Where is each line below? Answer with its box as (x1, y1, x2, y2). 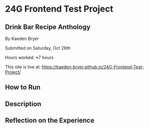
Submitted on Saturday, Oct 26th (5, 45, 71, 51)
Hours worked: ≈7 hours (5, 55, 54, 60)
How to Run (5, 83, 41, 92)
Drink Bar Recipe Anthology (5, 23, 91, 31)
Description (5, 100, 41, 108)
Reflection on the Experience (5, 116, 95, 125)
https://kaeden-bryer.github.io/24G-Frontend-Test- (41, 64, 144, 70)
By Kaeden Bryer (5, 36, 39, 41)
